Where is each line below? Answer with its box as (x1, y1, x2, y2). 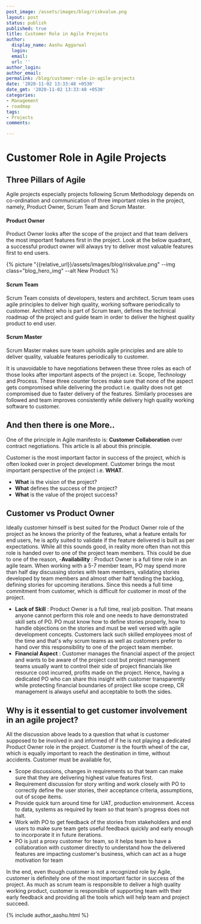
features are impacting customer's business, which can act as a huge (14, 850, 187, 858)
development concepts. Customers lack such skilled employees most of (14, 631, 193, 638)
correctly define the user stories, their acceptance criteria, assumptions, (14, 787, 193, 794)
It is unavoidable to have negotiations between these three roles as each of (6, 364, 191, 371)
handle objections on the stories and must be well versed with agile (14, 624, 181, 632)
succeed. (6, 900, 29, 907)
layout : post (6, 14, 39, 20)
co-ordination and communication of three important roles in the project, (6, 197, 185, 204)
